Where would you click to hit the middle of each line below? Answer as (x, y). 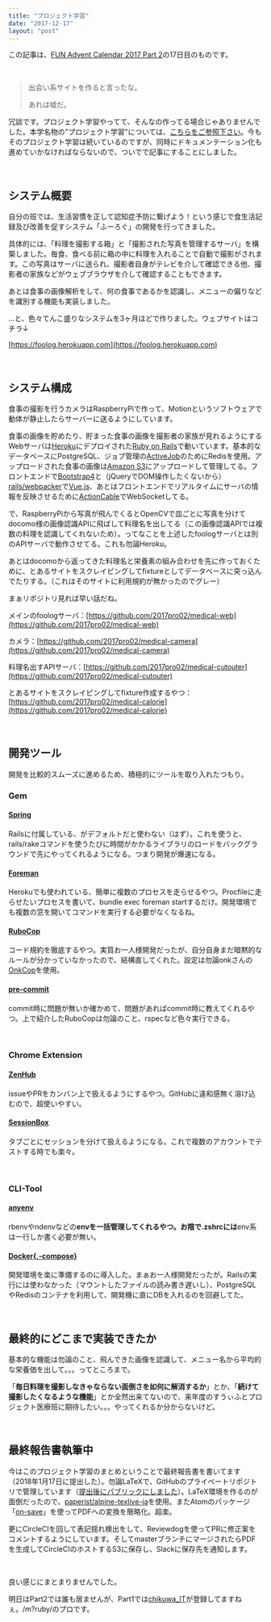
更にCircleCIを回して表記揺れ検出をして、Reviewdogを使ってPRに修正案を (132, 1528)
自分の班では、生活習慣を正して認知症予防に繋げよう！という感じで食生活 (132, 217)
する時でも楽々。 (50, 1152)
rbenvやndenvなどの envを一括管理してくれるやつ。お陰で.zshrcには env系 (132, 1227)
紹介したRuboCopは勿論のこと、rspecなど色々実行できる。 (135, 1018)
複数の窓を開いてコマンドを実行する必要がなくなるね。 (107, 912)
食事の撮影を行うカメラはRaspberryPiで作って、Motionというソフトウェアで (135, 409)
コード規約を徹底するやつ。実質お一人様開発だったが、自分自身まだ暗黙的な (135, 950)
